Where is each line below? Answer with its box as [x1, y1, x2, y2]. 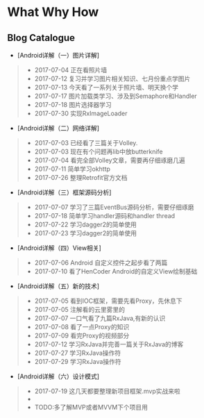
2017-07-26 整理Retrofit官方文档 [34, 174, 128, 181]
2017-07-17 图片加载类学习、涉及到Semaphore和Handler [34, 92, 198, 100]
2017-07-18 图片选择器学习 [34, 101, 112, 108]
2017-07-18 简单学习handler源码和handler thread [34, 212, 176, 219]
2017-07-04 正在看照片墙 [34, 66, 108, 74]
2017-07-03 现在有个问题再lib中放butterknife [34, 147, 163, 156]
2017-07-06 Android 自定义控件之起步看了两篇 [34, 258, 168, 267]
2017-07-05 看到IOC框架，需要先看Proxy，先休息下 [34, 296, 182, 305]
